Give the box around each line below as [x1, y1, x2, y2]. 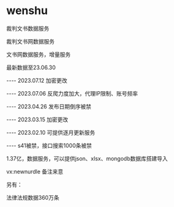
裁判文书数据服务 [6, 24, 49, 32]
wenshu [6, 4, 48, 18]
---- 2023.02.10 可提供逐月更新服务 [6, 129, 96, 136]
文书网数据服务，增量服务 [6, 50, 71, 58]
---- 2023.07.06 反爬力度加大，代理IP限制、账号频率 [6, 89, 139, 97]
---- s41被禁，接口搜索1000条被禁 [6, 141, 92, 149]
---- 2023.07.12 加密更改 [6, 77, 68, 84]
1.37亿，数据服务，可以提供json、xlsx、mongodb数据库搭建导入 [6, 154, 168, 162]
